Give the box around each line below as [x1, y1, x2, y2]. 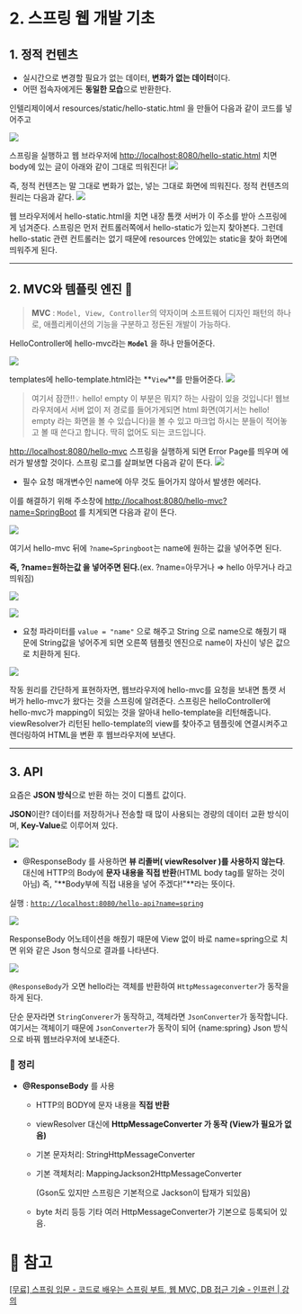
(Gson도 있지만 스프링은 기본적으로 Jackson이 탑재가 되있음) [35, 1187, 252, 1198]
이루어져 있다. [69, 820, 119, 831]
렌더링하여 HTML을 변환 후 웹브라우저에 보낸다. [9, 729, 176, 740]
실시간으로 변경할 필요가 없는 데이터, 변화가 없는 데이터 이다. [22, 73, 231, 83]
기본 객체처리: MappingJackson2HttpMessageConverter [35, 1167, 243, 1179]
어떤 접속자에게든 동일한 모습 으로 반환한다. [22, 84, 172, 94]
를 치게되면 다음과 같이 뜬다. [78, 506, 177, 517]
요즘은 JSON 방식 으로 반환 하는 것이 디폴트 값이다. [9, 789, 187, 800]
